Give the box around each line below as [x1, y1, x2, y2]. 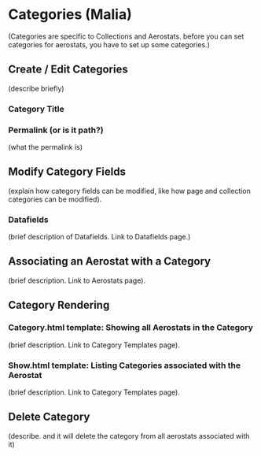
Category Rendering [8, 298, 110, 312]
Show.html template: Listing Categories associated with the [8, 360, 241, 371]
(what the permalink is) [8, 142, 83, 151]
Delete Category [8, 410, 90, 424]
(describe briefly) [8, 83, 64, 93]
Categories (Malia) [8, 6, 132, 24]
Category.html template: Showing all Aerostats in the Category [8, 322, 254, 333]
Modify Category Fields [8, 165, 126, 179]
